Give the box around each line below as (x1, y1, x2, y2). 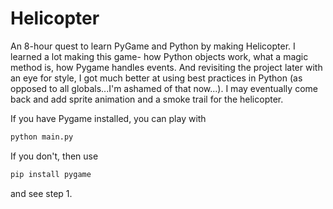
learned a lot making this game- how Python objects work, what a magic (10, 50, 309, 62)
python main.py (10, 132, 74, 142)
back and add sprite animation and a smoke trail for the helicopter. (10, 93, 284, 105)
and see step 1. (10, 187, 73, 199)
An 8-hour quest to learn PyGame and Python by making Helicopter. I (10, 40, 296, 52)
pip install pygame (10, 169, 92, 179)
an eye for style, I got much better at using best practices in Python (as (10, 72, 303, 84)
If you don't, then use (10, 150, 99, 162)
